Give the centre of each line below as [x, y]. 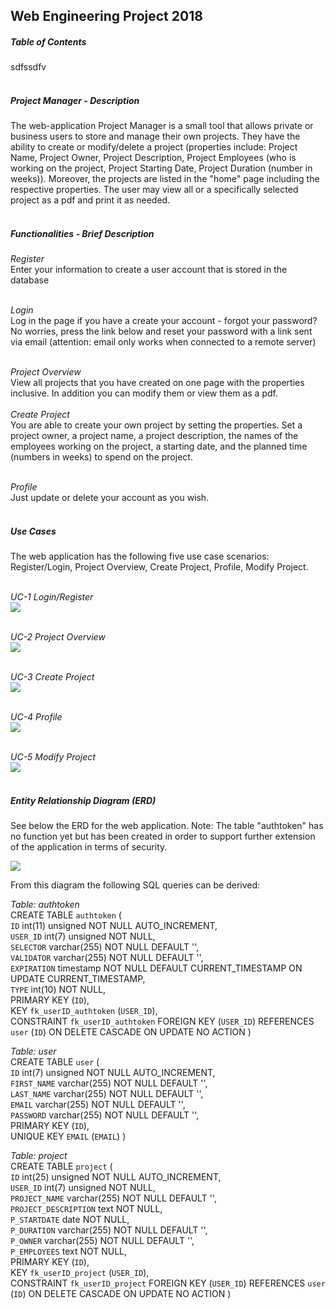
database [30, 280]
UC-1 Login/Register [52, 597]
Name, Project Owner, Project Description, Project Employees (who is [153, 158]
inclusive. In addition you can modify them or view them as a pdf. [144, 393]
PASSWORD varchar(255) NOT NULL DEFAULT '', [105, 1115]
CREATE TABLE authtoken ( [66, 915]
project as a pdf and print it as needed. [90, 200]
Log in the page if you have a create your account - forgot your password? [164, 321]
